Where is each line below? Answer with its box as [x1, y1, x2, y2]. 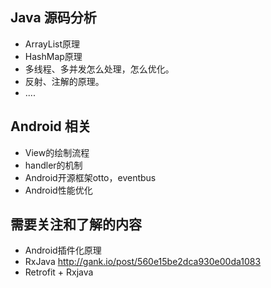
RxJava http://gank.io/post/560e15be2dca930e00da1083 [24, 256, 262, 268]
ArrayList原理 [24, 38, 81, 50]
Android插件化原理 [24, 244, 102, 257]
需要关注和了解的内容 [10, 216, 142, 233]
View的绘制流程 [24, 146, 90, 158]
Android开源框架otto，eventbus [24, 171, 157, 183]
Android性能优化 [24, 184, 93, 196]
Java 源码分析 [10, 9, 97, 27]
